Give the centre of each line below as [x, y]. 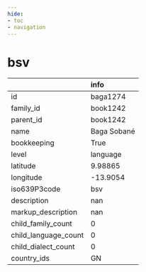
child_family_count [41, 224]
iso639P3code [36, 189]
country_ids [30, 259]
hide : [15, 14]
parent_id [27, 120]
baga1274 [108, 97]
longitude [27, 178]
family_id [26, 109]
